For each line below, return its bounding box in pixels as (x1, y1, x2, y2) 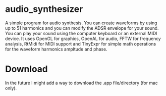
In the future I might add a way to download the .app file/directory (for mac (5, 80, 158, 86)
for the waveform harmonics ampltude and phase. (5, 46, 108, 52)
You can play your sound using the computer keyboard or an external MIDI (5, 30, 158, 36)
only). (5, 85, 17, 91)
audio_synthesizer (5, 3, 83, 15)
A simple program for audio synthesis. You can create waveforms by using (5, 20, 158, 26)
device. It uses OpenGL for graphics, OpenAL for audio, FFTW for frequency (5, 36, 161, 42)
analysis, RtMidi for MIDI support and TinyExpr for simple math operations (5, 41, 156, 47)
